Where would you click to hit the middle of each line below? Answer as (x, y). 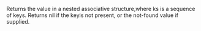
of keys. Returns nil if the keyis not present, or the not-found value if (93, 15)
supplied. (18, 22)
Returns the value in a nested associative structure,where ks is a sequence (101, 9)
